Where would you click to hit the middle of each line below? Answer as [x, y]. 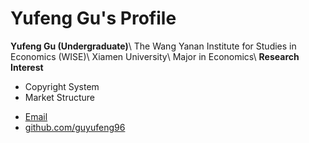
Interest [27, 67]
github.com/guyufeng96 [75, 127]
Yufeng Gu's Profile [93, 18]
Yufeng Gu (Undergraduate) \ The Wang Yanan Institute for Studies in [153, 46]
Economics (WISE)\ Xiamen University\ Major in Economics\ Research [155, 56]
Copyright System [62, 86]
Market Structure [60, 97]
